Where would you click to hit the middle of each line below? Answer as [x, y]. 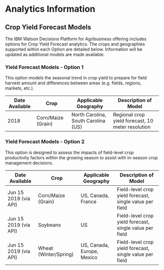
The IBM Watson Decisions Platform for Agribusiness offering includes [76, 39]
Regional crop [129, 115]
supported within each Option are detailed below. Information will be [74, 49]
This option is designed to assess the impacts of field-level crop [70, 152]
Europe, [89, 251]
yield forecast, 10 [133, 121]
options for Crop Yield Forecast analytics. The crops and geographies [75, 44]
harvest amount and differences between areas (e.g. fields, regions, [73, 83]
